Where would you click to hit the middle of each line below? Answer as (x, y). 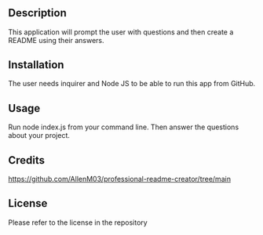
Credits (27, 160)
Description (37, 13)
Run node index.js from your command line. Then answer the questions (124, 127)
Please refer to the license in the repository (78, 222)
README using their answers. (56, 40)
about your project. (39, 136)
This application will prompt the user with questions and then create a (121, 32)
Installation (36, 65)
